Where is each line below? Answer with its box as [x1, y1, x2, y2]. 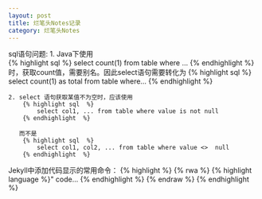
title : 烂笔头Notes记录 [8, 19, 81, 27]
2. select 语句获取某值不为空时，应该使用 [8, 93, 133, 102]
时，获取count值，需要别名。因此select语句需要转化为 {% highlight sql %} [8, 68, 252, 77]
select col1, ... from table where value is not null [37, 107, 219, 115]
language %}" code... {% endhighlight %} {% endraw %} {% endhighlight [8, 174, 249, 184]
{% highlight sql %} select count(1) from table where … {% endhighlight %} [8, 58, 255, 68]
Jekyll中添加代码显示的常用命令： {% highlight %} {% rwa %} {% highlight [8, 166, 252, 175]
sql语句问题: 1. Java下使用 [8, 49, 94, 59]
